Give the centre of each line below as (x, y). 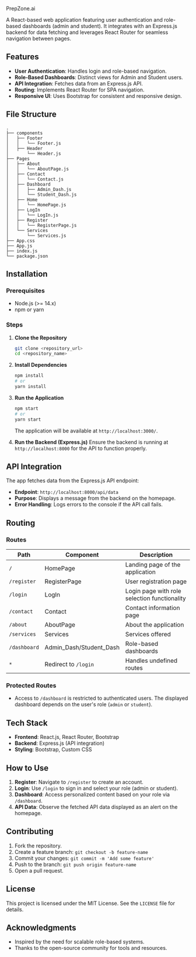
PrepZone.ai (21, 8)
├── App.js (19, 246)
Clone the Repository (41, 338)
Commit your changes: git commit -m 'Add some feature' (84, 858)
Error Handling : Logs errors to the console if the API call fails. (89, 505)
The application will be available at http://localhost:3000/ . (86, 431)
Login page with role (153, 591)
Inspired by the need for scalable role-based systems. (79, 942)
